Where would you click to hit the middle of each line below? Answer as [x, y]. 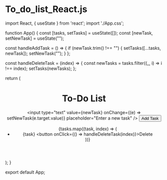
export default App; [25, 172]
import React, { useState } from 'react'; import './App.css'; [64, 23]
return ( [13, 78]
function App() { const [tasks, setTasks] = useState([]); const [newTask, [79, 33]
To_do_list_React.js [46, 9]
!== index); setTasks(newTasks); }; [41, 68]
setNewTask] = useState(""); [34, 38]
